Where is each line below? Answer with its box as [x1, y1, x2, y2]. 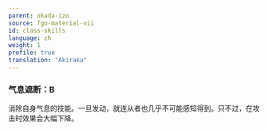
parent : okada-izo [8, 11, 69, 20]
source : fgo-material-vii [8, 19, 94, 27]
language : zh [8, 33, 52, 42]
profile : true [8, 49, 56, 57]
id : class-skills [8, 26, 66, 34]
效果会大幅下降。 [22, 113, 78, 124]
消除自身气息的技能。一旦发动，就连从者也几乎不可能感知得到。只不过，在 [8, 104, 253, 113]
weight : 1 [8, 41, 41, 49]
